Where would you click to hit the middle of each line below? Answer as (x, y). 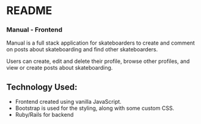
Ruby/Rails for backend (44, 115)
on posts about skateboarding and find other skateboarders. (82, 49)
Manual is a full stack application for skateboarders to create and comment (101, 43)
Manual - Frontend (35, 30)
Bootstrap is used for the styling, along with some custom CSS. (95, 108)
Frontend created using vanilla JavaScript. (68, 102)
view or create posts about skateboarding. (60, 68)
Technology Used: (42, 87)
